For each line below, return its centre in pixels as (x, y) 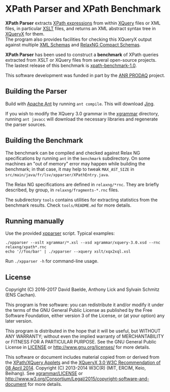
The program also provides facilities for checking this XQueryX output (78, 39)
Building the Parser (36, 92)
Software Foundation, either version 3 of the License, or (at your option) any (85, 316)
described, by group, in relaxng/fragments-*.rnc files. (62, 190)
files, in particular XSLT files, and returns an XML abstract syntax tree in (81, 28)
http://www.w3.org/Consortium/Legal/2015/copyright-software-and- (77, 379)
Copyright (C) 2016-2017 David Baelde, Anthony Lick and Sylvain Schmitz (82, 289)
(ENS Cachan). (21, 295)
